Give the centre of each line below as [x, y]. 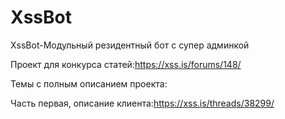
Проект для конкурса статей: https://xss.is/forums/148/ [126, 64]
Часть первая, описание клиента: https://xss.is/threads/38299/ [142, 103]
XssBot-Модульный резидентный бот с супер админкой [130, 45]
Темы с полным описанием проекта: [89, 83]
